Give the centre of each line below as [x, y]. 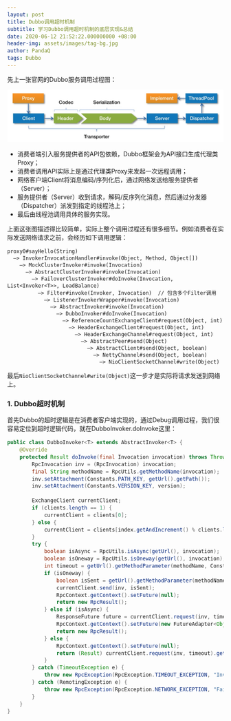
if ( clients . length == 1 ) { [72, 508]
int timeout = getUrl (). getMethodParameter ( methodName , [125, 566]
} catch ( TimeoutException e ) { [78, 668]
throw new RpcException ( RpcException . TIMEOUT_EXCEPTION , [127, 675]
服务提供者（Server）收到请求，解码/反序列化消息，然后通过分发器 [112, 197]
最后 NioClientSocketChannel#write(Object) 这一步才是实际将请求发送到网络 [114, 375]
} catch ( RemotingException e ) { [80, 682]
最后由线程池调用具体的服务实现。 [65, 214]
